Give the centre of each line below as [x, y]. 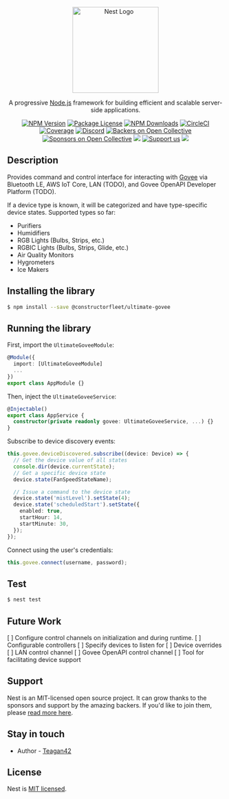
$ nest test [24, 600]
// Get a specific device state [60, 473]
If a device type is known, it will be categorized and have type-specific [107, 205]
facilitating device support [44, 659]
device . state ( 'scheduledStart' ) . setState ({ [76, 505]
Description [33, 161]
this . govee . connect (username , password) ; [67, 562]
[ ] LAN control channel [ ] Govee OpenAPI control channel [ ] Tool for [106, 652]
